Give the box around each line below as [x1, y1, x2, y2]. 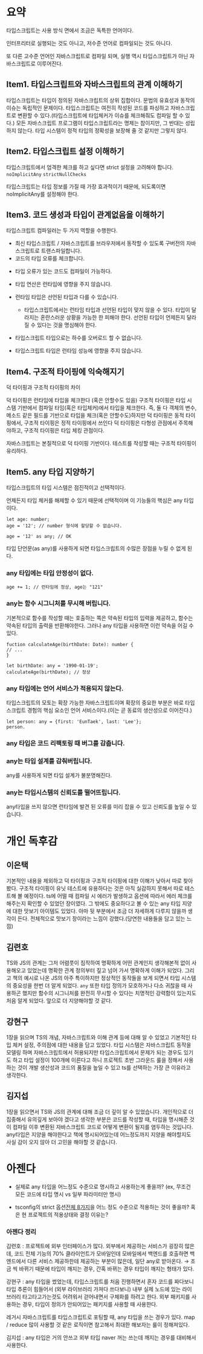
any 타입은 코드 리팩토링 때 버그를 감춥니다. [6, 739, 125, 747]
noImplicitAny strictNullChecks [6, 171, 86, 177]
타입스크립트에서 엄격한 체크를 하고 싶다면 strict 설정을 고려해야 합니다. [6, 163, 174, 171]
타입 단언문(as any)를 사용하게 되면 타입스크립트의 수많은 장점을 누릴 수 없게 [6, 545, 186, 552]
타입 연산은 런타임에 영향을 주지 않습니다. [14, 281, 112, 288]
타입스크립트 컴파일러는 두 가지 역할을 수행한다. [6, 227, 118, 234]
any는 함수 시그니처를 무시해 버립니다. [6, 600, 111, 608]
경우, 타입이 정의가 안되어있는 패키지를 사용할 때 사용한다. [22, 1301, 158, 1308]
